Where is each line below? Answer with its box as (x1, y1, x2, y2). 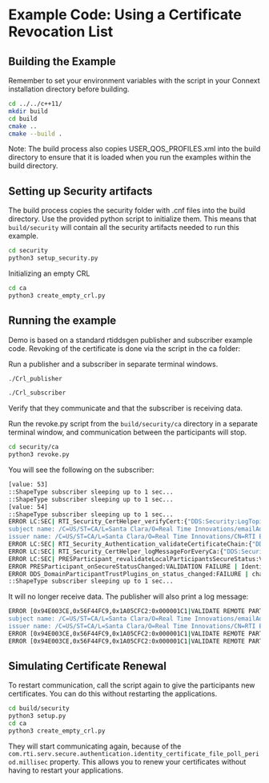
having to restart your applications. (8, 765, 124, 775)
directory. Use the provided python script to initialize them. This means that (8, 214, 257, 224)
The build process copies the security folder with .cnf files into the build (8, 206, 246, 216)
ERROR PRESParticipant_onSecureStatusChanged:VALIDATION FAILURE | (8, 563, 239, 571)
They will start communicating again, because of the (8, 741, 182, 751)
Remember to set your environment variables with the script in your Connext (8, 76, 260, 85)
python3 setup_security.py (8, 254, 98, 262)
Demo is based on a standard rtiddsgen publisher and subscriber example (8, 335, 253, 345)
